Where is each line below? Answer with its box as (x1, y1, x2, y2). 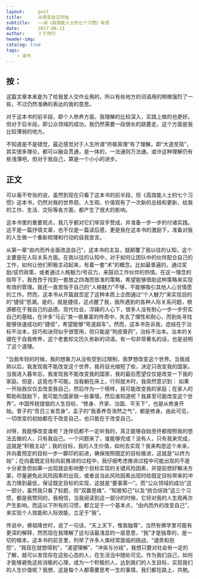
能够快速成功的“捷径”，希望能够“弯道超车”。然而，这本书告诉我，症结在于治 (6, 321, 192, 328)
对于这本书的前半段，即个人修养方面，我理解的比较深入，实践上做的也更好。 (6, 113, 193, 121)
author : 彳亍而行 (6, 31, 56, 37)
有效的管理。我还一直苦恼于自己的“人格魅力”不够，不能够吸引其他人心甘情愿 (6, 283, 192, 291)
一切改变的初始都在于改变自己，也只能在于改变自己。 (6, 415, 136, 422)
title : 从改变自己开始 (6, 14, 69, 20)
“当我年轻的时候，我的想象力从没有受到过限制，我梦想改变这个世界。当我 (6, 356, 185, 363)
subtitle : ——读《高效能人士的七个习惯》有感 (6, 20, 110, 26)
